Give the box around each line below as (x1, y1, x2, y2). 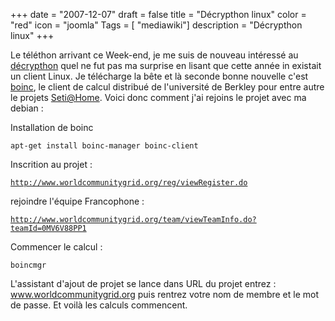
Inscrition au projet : (10, 159, 93, 170)
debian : (10, 102, 44, 114)
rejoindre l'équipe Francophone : (10, 195, 145, 207)
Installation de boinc (10, 122, 94, 133)
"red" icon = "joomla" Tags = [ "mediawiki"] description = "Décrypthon (10, 19, 303, 31)
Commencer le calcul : (10, 241, 103, 253)
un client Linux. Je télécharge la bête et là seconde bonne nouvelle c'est (10, 70, 309, 82)
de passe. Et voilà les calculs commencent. (10, 299, 188, 311)
